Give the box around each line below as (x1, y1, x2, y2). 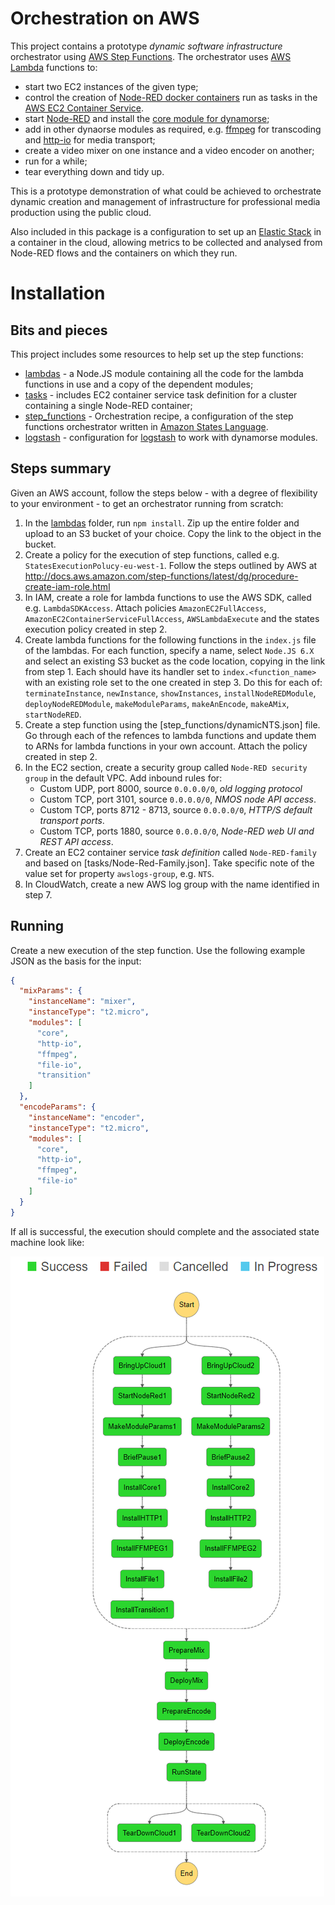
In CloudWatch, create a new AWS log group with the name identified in (24, 878, 320, 890)
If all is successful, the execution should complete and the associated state (10, 1225, 320, 1237)
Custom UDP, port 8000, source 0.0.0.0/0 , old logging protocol (39, 782, 303, 794)
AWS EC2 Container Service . (24, 102, 145, 114)
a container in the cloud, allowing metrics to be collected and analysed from (10, 236, 323, 248)
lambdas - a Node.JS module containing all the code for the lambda (24, 367, 304, 379)
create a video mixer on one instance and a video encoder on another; (24, 144, 315, 156)
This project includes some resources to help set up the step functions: (10, 348, 304, 360)
